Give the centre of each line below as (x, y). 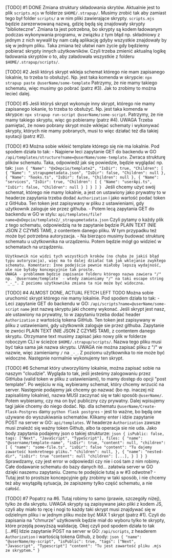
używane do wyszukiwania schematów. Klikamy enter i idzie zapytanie (80, 417)
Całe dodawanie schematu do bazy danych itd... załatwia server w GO (79, 467)
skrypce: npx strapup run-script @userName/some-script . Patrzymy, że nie (84, 114)
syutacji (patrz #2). (25, 136)
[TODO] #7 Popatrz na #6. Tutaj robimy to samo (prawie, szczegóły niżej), (83, 499)
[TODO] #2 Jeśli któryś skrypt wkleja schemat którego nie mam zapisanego (85, 72)
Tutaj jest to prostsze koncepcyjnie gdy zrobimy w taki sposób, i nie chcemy (86, 477)
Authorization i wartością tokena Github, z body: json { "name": (73, 536)
